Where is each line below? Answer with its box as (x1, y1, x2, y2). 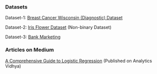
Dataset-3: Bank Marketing (5, 34, 61, 40)
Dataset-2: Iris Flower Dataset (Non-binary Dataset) (5, 24, 111, 30)
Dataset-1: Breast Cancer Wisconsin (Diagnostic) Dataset (5, 15, 123, 21)
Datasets (5, 3, 27, 10)
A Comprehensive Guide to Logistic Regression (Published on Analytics (5, 58, 152, 64)
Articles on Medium (5, 46, 54, 53)
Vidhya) (5, 63, 21, 69)
